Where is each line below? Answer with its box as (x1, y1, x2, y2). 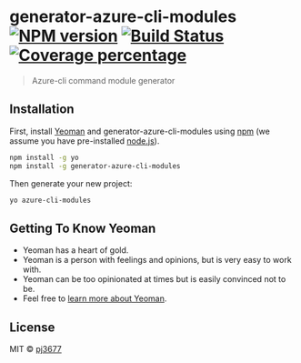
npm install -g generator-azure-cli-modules (9, 161, 181, 170)
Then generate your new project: (9, 177, 133, 188)
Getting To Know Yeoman (9, 220, 156, 236)
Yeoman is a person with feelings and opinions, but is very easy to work (22, 255, 293, 266)
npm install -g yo (9, 153, 79, 162)
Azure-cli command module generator (31, 75, 176, 86)
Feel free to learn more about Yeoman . (22, 293, 167, 304)
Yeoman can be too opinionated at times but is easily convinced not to (22, 274, 286, 285)
